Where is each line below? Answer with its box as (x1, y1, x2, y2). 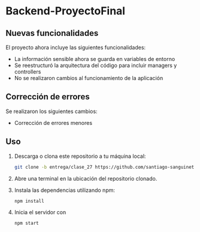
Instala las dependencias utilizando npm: (14, 187, 115, 194)
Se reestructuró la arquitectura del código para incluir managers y (14, 62, 177, 69)
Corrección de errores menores (14, 119, 93, 126)
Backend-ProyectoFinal (5, 4, 126, 18)
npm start (14, 220, 40, 227)
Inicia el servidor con (14, 209, 66, 216)
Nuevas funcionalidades (5, 28, 99, 38)
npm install (14, 198, 44, 204)
